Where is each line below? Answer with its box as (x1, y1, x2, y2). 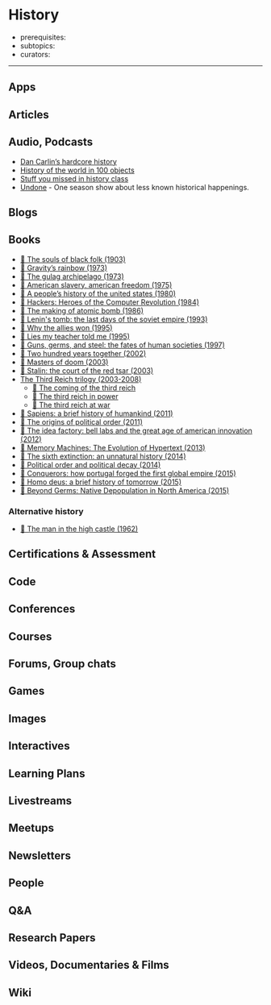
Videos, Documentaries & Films (8, 958, 169, 972)
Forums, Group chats (8, 657, 117, 671)
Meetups (8, 821, 55, 835)
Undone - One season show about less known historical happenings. (19, 182, 250, 192)
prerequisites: (19, 32, 66, 42)
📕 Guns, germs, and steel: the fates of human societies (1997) (19, 340, 226, 350)
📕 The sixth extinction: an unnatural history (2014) (19, 451, 187, 461)
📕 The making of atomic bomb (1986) (19, 305, 144, 315)
